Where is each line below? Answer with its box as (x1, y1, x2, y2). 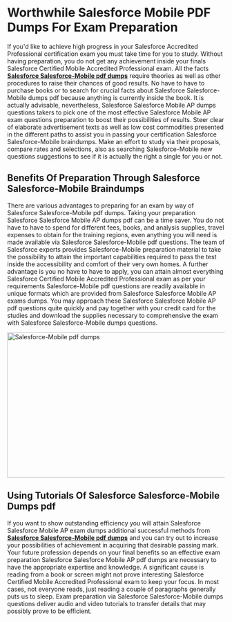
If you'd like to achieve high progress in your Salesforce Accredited (7, 42, 198, 50)
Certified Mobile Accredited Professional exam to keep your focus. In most (7, 577, 220, 585)
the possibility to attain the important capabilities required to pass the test (7, 252, 217, 261)
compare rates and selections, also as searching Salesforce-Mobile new (7, 145, 213, 153)
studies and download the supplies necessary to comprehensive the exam (7, 311, 219, 319)
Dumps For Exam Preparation (7, 19, 178, 35)
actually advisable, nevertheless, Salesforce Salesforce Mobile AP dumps (7, 101, 216, 109)
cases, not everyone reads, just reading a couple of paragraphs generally (7, 585, 216, 593)
